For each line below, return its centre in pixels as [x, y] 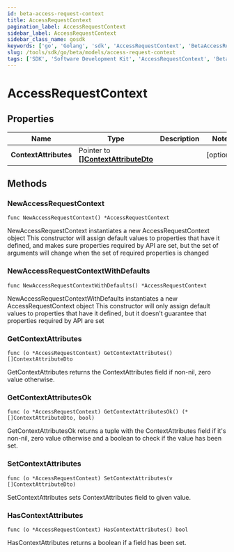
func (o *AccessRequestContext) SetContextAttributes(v [90, 478]
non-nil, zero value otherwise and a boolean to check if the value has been [114, 439]
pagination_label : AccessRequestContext [67, 26]
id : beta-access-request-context [56, 14]
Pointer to [95, 150]
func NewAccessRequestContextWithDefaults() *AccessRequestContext [107, 285]
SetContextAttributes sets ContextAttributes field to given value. [99, 497]
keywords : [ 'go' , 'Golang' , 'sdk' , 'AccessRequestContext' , [96, 46]
